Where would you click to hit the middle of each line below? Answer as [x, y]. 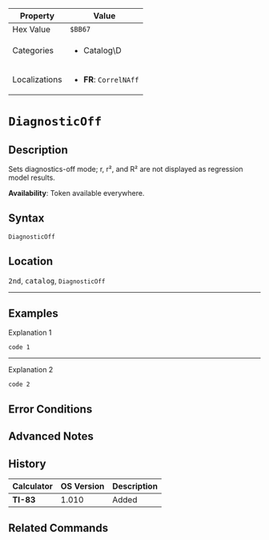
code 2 [19, 384]
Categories [33, 50]
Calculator [33, 486]
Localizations [37, 79]
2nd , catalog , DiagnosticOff [57, 281]
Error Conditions [50, 409]
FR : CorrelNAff [111, 79]
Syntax [26, 219]
